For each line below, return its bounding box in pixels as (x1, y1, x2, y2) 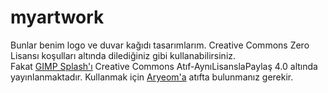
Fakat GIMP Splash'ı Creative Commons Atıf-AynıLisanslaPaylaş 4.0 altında (10, 60, 318, 72)
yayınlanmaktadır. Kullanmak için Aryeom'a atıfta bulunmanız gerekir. (10, 71, 294, 83)
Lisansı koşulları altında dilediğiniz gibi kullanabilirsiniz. (10, 49, 237, 61)
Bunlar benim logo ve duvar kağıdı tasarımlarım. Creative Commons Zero (10, 39, 310, 51)
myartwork (10, 6, 105, 29)
